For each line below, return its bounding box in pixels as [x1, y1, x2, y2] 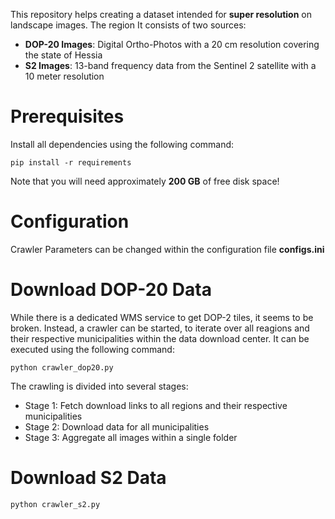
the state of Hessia [24, 49, 103, 61]
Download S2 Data [10, 467, 167, 489]
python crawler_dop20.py [10, 362, 114, 373]
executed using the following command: [10, 343, 175, 355]
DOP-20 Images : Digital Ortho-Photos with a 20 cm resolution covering [24, 39, 320, 50]
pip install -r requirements [10, 157, 132, 168]
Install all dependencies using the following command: [10, 138, 235, 150]
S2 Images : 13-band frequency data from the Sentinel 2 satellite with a [24, 60, 317, 71]
